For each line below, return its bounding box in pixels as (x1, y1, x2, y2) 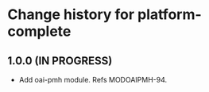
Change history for (7, 6, 135, 24)
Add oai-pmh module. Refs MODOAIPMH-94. (18, 75, 168, 84)
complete (7, 22, 72, 40)
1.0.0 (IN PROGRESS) (7, 54, 113, 67)
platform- (137, 6, 202, 24)
